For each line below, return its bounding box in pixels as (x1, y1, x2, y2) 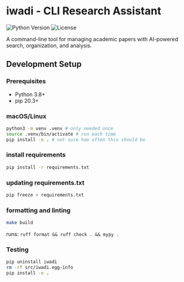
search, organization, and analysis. (6, 42, 92, 49)
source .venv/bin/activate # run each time (6, 131, 116, 137)
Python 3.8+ (14, 91, 46, 98)
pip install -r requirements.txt (6, 164, 90, 170)
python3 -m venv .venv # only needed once (6, 125, 114, 131)
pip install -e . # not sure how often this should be (6, 136, 146, 143)
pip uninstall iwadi (6, 259, 58, 265)
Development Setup (6, 59, 82, 69)
